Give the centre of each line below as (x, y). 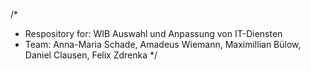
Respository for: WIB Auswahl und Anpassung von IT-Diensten (153, 33)
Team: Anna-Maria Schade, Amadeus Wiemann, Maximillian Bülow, (163, 44)
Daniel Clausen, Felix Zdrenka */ (91, 55)
